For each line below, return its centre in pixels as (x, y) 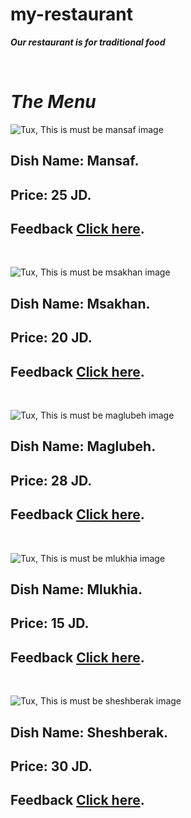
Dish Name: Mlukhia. (76, 589)
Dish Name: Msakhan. (80, 303)
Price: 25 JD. (51, 194)
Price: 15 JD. (50, 623)
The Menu (53, 102)
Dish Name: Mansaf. (75, 161)
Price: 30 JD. (51, 766)
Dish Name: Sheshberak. (89, 732)
